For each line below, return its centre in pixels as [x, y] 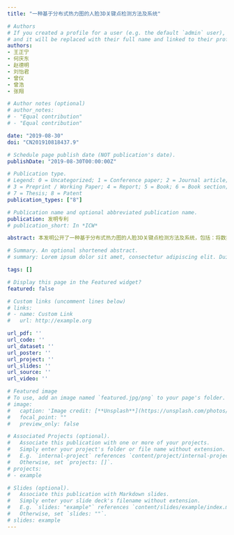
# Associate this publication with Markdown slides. [88, 495]
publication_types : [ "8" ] [45, 199]
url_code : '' [26, 340]
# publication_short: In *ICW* [53, 225]
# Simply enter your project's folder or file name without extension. [117, 450]
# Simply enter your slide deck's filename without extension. [104, 501]
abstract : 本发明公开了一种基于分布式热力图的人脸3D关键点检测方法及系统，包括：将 [114, 238]
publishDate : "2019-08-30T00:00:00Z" [62, 161]
